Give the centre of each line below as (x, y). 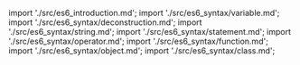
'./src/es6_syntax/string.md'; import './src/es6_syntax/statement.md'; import (150, 32)
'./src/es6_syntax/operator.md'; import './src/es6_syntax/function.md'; (138, 41)
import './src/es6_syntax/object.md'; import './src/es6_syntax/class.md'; (142, 51)
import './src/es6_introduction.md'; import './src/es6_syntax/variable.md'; (144, 13)
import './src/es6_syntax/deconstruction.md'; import (105, 22)
